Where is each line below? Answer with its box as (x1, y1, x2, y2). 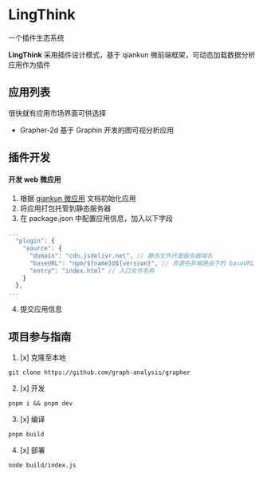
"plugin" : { (15, 237, 56, 245)
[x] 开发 (19, 384, 45, 393)
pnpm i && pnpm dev (8, 400, 73, 408)
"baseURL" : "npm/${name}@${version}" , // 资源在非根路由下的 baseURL (29, 259, 255, 267)
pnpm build (8, 431, 45, 439)
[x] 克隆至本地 (19, 353, 66, 362)
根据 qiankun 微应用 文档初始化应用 (19, 194, 136, 203)
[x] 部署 (19, 445, 45, 455)
